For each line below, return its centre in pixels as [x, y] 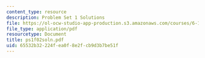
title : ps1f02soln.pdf [35, 40]
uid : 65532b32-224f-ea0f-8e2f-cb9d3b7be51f [63, 46]
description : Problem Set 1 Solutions [56, 18]
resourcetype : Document [37, 34]
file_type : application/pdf [42, 29]
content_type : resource [37, 12]
